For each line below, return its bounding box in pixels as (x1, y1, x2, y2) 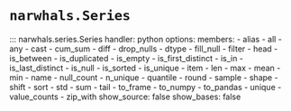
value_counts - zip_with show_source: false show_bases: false (9, 91, 241, 102)
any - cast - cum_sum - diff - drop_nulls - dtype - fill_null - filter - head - (9, 43, 278, 54)
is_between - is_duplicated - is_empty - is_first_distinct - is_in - (9, 52, 243, 63)
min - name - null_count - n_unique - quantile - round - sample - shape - (9, 71, 278, 83)
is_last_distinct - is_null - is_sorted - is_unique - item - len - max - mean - (9, 62, 281, 73)
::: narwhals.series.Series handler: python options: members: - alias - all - (9, 33, 282, 44)
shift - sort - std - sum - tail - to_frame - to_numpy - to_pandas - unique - (9, 81, 282, 92)
